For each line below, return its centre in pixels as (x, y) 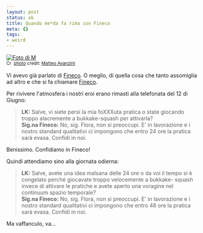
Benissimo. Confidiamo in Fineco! (48, 149)
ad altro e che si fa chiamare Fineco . (52, 82)
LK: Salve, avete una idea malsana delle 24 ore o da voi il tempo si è (107, 173)
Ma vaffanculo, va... (31, 224)
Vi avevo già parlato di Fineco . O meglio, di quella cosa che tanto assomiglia (102, 75)
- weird (16, 40)
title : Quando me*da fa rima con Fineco (59, 23)
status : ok (20, 18)
